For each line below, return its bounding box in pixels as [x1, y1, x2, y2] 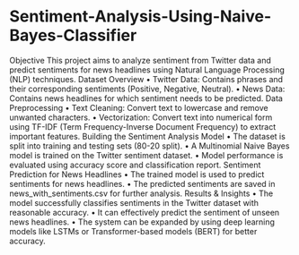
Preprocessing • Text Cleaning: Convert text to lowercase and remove [9, 102, 268, 113]
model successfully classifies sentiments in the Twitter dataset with [9, 197, 259, 208]
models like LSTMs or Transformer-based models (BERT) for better [9, 225, 258, 236]
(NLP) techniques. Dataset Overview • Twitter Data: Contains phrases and [9, 73, 284, 84]
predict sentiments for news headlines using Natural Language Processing [9, 64, 286, 75]
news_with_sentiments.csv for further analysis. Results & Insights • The [9, 188, 274, 199]
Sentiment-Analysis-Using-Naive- [9, 6, 272, 27]
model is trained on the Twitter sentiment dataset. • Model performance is [9, 149, 284, 160]
